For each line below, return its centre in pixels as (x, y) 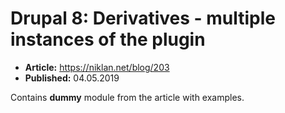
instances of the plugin (108, 39)
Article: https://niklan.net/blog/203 (97, 67)
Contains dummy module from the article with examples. (127, 97)
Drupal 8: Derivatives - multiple (143, 18)
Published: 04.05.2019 (72, 78)
